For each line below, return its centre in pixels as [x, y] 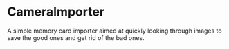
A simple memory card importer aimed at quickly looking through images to [115, 31]
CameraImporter [56, 12]
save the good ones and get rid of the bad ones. [76, 37]
